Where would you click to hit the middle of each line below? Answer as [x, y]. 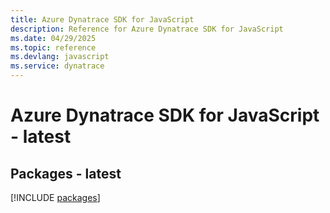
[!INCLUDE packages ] [55, 197]
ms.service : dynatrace [57, 66]
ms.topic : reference [53, 47]
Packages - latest [66, 173]
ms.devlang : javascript [60, 57]
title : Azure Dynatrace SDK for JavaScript [102, 19]
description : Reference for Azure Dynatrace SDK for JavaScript [147, 29]
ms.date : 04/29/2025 [53, 38]
